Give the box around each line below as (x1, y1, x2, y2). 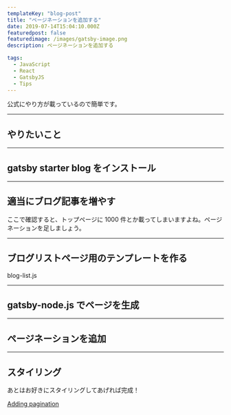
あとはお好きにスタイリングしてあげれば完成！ (7, 386, 140, 394)
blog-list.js (7, 271, 37, 279)
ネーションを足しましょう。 (7, 223, 85, 232)
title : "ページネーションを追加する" (7, 17, 102, 23)
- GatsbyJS (13, 74, 45, 81)
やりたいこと (7, 128, 62, 140)
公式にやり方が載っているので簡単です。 (7, 100, 121, 108)
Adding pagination (7, 400, 60, 408)
